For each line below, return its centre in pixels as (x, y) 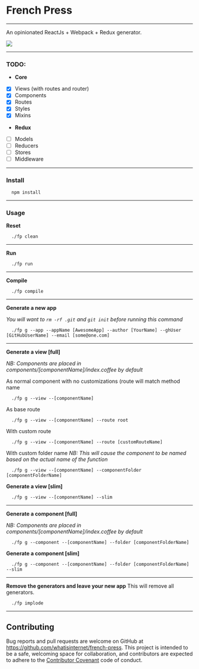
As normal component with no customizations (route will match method (93, 381)
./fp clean (25, 237)
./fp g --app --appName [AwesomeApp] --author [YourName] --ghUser (97, 330)
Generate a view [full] (33, 352)
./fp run (22, 264)
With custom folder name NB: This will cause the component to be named (96, 453)
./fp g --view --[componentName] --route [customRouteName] (87, 442)
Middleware (29, 159)
